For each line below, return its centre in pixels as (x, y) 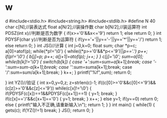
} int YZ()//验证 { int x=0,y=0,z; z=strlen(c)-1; (51, 82)
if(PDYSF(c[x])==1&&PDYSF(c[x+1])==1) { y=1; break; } (61, 93)
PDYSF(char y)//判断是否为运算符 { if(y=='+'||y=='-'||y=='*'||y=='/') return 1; (84, 39)
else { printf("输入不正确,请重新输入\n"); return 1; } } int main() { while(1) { (80, 105)
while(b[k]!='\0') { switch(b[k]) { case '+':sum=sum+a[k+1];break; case (79, 62)
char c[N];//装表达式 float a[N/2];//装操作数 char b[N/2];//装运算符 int (76, 27)
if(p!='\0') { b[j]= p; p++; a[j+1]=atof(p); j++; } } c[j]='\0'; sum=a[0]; (74, 56)
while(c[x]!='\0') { (73, 88)
